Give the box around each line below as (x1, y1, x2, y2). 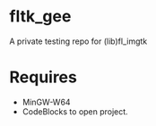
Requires (9, 67, 78, 88)
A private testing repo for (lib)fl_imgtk (9, 36, 148, 46)
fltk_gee (9, 6, 72, 27)
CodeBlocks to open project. (22, 105, 128, 117)
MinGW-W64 (22, 97, 71, 107)
